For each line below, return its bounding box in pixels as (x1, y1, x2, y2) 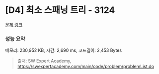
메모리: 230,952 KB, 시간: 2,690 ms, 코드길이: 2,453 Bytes (5, 47, 122, 53)
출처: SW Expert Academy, (17, 58, 72, 64)
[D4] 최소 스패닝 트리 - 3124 (5, 4, 115, 16)
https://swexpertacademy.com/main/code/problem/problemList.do (17, 64, 155, 70)
